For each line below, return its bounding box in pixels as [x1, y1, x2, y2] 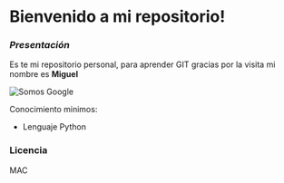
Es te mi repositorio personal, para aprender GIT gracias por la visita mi [9, 59, 276, 70]
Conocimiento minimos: [9, 104, 98, 115]
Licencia [9, 144, 48, 157]
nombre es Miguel [9, 69, 79, 80]
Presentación [9, 39, 70, 52]
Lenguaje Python [22, 121, 86, 132]
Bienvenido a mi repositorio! [9, 6, 226, 27]
